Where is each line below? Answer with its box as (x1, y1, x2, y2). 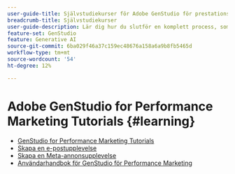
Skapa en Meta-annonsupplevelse (17, 151, 117, 159)
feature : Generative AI (7, 36, 77, 43)
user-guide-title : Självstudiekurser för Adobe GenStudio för (7, 10, 192, 17)
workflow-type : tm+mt (7, 50, 71, 57)
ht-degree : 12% (7, 62, 52, 69)
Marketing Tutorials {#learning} (7, 113, 196, 129)
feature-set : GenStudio (7, 29, 77, 37)
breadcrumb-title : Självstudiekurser (7, 17, 117, 24)
